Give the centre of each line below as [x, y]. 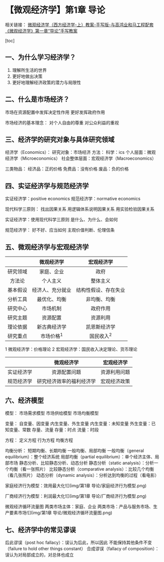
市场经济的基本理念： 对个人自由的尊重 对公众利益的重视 [62, 122]
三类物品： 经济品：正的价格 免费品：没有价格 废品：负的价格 [67, 169]
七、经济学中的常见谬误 [40, 530]
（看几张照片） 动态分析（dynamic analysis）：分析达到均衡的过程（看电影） [82, 475]
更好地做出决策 [27, 76]
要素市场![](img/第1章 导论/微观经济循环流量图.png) [61, 513]
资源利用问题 [116, 372]
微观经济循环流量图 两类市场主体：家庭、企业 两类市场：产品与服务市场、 [79, 506]
